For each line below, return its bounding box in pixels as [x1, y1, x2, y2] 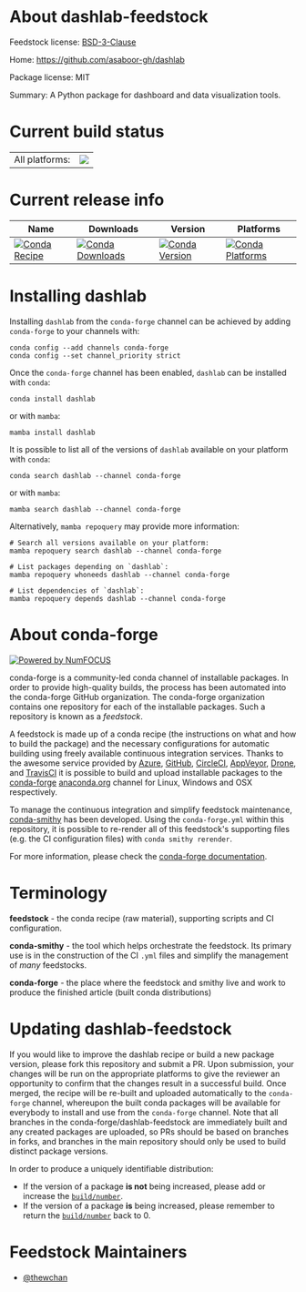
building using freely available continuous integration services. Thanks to [9, 748, 284, 758]
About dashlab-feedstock [9, 6, 209, 27]
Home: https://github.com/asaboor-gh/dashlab [9, 54, 185, 65]
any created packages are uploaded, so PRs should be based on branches [9, 1126, 290, 1137]
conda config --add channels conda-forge [9, 343, 169, 352]
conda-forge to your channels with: [9, 325, 140, 336]
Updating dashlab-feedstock [9, 1018, 232, 1039]
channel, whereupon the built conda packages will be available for [31, 1097, 280, 1108]
